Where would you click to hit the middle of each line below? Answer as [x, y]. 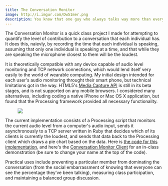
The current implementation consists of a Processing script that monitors [80, 120]
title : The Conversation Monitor [40, 10]
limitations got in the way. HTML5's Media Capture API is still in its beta [78, 85]
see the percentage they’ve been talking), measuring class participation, [80, 172]
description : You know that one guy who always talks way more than [78, 19]
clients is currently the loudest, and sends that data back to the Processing [82, 136]
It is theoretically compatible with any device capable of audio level [74, 64]
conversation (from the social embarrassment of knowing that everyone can [83, 167]
